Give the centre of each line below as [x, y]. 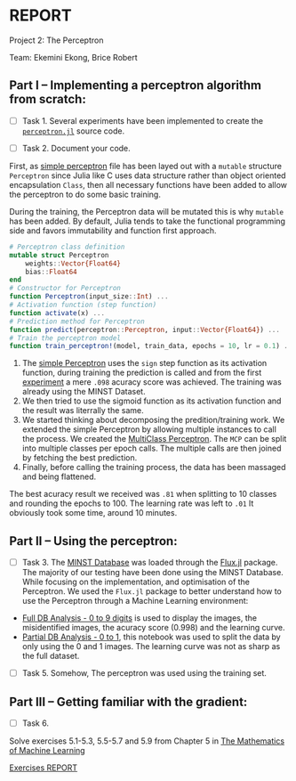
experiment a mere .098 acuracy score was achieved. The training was [152, 382]
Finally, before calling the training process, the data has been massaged [154, 468]
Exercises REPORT [44, 768]
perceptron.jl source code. [73, 131]
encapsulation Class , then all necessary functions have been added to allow [148, 184]
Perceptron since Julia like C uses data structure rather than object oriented [148, 175]
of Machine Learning [48, 751]
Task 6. [35, 723]
